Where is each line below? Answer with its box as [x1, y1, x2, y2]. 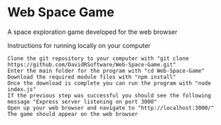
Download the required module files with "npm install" [7, 73, 176, 81]
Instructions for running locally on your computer [7, 41, 151, 49]
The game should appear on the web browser [7, 110, 139, 117]
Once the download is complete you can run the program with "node [7, 79, 212, 87]
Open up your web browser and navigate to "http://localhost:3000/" [7, 104, 215, 112]
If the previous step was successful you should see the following [7, 92, 212, 99]
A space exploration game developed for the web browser [7, 28, 178, 36]
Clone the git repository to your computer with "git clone [7, 54, 190, 62]
